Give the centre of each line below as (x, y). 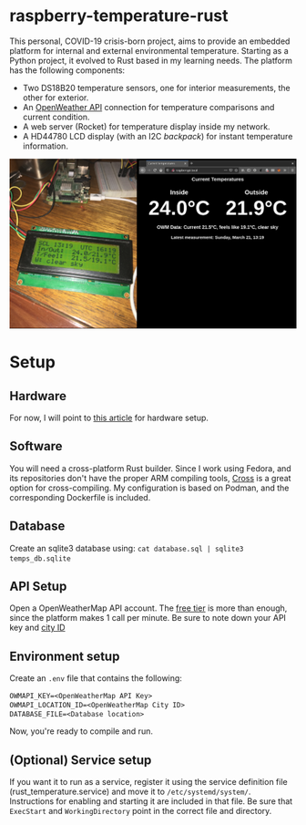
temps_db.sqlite (40, 558)
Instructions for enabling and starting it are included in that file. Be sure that (151, 801)
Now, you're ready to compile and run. (81, 731)
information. (45, 146)
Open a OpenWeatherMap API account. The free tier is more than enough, (148, 608)
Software (36, 446)
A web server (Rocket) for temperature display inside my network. (146, 126)
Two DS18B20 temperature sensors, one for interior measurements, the (156, 88)
